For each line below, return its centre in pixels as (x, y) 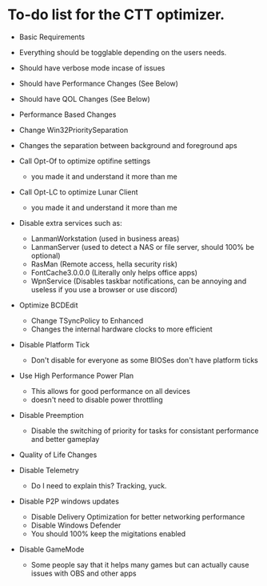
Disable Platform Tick (54, 344)
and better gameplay (65, 439)
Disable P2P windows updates (69, 501)
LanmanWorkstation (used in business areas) (105, 239)
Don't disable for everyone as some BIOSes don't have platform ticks (145, 360)
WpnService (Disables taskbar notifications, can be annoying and (139, 281)
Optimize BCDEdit (48, 305)
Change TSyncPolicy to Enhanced (87, 320)
